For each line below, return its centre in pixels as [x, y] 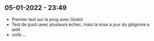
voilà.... [19, 34]
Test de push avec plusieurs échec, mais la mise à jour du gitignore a [80, 24]
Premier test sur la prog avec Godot [47, 19]
